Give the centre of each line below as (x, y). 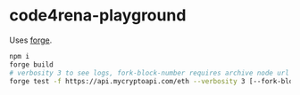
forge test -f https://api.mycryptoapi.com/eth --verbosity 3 (127, 81)
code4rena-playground (98, 16)
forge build (31, 64)
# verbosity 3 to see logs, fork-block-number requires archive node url (150, 73)
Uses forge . (31, 40)
